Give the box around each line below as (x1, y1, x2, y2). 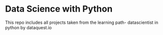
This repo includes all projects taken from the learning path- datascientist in (5, 19, 159, 25)
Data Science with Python (5, 3, 113, 15)
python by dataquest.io (5, 24, 52, 30)
